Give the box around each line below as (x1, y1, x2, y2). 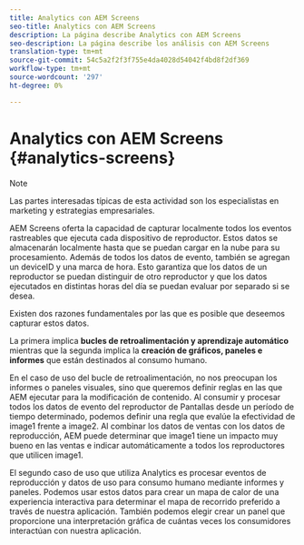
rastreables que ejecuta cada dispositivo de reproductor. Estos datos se (9, 232, 279, 243)
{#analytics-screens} (9, 147, 176, 168)
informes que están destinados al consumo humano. (9, 354, 208, 365)
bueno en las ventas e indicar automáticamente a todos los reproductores (9, 439, 286, 450)
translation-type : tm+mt (9, 47, 103, 56)
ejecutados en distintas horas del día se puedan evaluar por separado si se (9, 280, 290, 291)
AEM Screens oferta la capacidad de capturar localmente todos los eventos (9, 222, 292, 233)
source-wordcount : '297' (9, 73, 103, 82)
